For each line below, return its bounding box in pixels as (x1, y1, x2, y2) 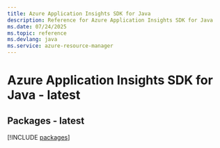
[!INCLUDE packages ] (7, 133, 70, 141)
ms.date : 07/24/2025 (7, 23, 68, 30)
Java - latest (7, 88, 81, 103)
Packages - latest (7, 115, 85, 126)
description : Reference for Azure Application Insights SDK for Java (7, 17, 214, 24)
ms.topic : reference (7, 29, 68, 37)
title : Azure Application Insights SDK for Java (7, 10, 151, 17)
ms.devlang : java (7, 36, 58, 43)
